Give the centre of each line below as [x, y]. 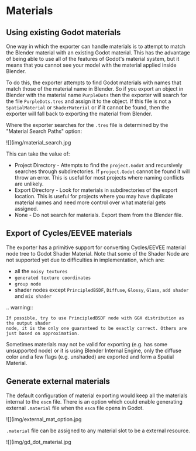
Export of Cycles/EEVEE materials [69, 233]
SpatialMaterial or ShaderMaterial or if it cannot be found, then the [88, 107]
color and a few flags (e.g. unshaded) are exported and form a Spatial [90, 357]
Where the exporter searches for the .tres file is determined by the [87, 125]
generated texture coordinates [53, 278]
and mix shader [33, 296]
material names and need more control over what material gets [90, 202]
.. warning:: [20, 307]
